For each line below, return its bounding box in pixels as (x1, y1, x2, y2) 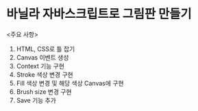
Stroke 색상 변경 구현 (16, 70, 73, 79)
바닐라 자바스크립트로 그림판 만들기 (6, 6, 193, 22)
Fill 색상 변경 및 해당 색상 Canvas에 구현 (16, 79, 124, 87)
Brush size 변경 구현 (16, 87, 72, 96)
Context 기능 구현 (16, 62, 64, 70)
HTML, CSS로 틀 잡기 (16, 45, 75, 53)
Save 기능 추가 (16, 96, 56, 104)
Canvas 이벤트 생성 (16, 53, 69, 62)
